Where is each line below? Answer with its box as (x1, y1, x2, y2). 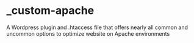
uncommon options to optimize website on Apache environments (6, 30, 170, 37)
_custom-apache (6, 4, 95, 18)
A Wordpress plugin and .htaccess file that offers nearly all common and (6, 24, 188, 31)
